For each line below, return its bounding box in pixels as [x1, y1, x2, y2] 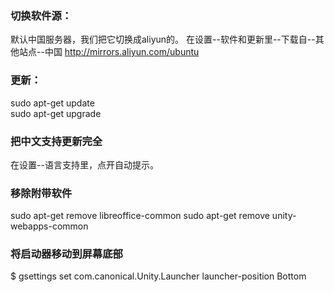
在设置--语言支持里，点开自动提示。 [10, 158, 159, 171]
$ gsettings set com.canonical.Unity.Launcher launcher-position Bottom [10, 270, 307, 282]
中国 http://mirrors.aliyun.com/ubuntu [44, 46, 200, 58]
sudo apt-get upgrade [10, 107, 102, 119]
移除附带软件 [10, 186, 73, 200]
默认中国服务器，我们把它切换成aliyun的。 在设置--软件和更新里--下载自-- [10, 33, 316, 46]
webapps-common [10, 220, 89, 232]
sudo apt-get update [10, 97, 95, 109]
